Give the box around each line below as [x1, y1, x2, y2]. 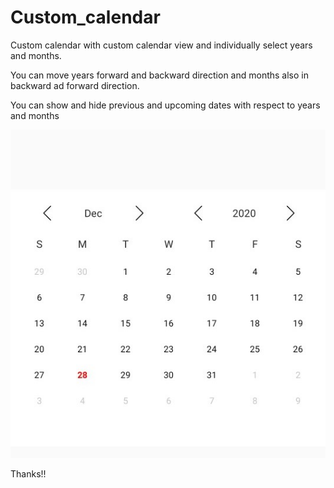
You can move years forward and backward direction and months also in [10, 69, 309, 81]
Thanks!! [10, 467, 47, 480]
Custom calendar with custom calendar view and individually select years [10, 39, 313, 51]
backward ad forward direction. [10, 79, 140, 91]
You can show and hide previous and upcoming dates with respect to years [10, 99, 321, 111]
